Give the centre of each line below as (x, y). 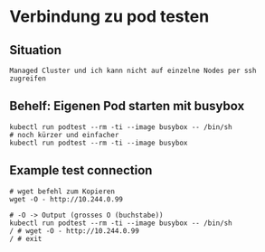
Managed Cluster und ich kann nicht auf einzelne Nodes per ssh (133, 70)
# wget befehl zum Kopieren (62, 191)
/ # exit (26, 238)
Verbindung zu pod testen (109, 17)
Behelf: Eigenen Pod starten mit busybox (127, 106)
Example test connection (81, 170)
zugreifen (28, 79)
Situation (35, 50)
